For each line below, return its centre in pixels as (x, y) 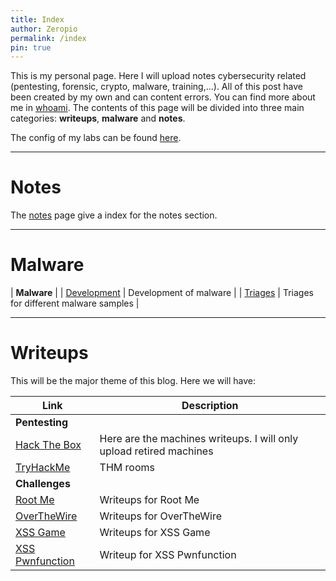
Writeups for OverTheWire (160, 516)
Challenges (43, 484)
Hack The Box (48, 445)
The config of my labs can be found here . (96, 138)
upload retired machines (156, 451)
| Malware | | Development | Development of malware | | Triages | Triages (162, 293)
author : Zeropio (44, 29)
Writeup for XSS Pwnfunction (168, 555)
